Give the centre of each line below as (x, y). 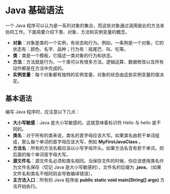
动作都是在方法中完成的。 (39, 68)
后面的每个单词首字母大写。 (42, 154)
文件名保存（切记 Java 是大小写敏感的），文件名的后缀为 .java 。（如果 (89, 167)
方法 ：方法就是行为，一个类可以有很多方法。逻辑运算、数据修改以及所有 (88, 62)
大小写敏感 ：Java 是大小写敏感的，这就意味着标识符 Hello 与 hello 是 (84, 122)
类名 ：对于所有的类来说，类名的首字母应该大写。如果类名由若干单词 (84, 135)
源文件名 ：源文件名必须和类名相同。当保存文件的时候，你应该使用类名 (86, 160)
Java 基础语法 (35, 10)
